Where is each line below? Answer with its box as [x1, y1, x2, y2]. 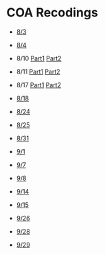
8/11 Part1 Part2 [16, 67, 60, 76]
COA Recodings [6, 5, 99, 21]
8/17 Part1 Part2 [16, 80, 61, 89]
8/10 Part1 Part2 [16, 54, 62, 63]
